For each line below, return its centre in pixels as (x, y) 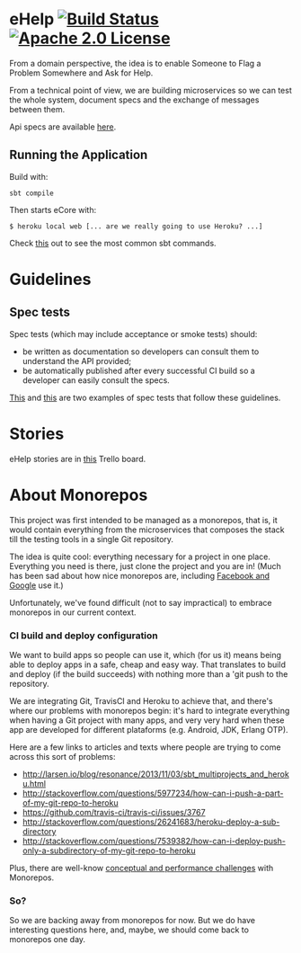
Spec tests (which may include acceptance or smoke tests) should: (133, 334)
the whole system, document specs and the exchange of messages (134, 100)
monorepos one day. (48, 940)
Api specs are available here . (63, 127)
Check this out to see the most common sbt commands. (113, 243)
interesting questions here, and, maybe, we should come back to (129, 930)
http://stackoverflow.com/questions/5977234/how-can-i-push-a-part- (153, 793)
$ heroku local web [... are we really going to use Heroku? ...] (136, 226)
